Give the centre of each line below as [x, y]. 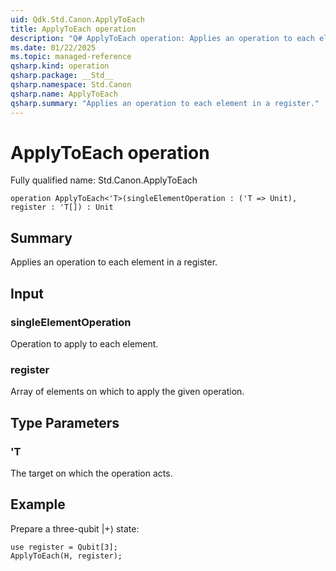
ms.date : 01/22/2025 [53, 47]
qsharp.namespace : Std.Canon [71, 85]
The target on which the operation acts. [91, 473]
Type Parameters [65, 422]
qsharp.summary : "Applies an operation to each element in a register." [165, 103]
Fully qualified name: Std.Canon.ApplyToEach [104, 180]
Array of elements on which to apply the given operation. [127, 392]
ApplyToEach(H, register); [66, 556]
